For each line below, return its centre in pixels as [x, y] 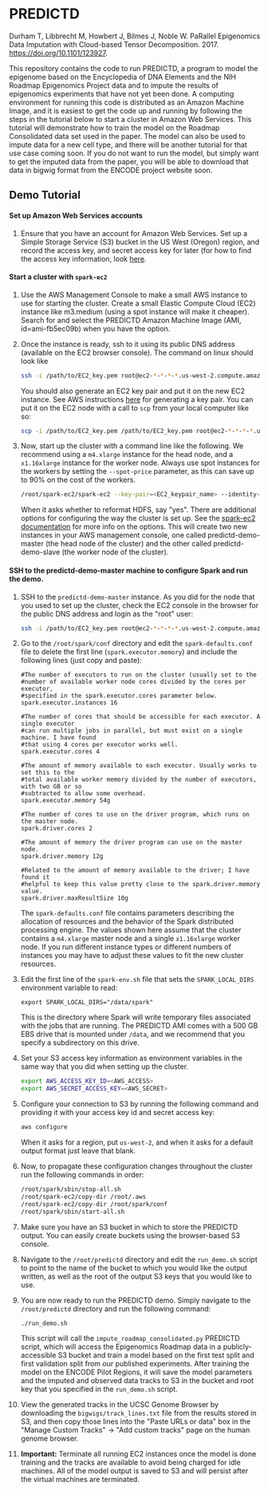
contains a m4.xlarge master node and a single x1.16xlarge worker [130, 939]
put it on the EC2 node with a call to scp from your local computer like [135, 408]
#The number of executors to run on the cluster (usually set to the [139, 675]
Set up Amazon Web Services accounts [76, 215]
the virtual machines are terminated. [80, 1480]
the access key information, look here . [83, 258]
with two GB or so [51, 786]
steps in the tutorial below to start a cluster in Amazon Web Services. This [130, 119]
